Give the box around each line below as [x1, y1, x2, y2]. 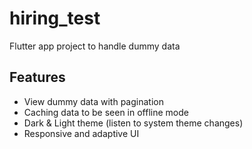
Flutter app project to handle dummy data [9, 40, 181, 52]
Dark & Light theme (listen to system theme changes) [23, 117, 244, 129]
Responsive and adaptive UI [23, 127, 140, 139]
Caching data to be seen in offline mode [23, 106, 189, 118]
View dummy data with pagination [23, 95, 164, 107]
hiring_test [9, 7, 101, 30]
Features [9, 69, 66, 86]
